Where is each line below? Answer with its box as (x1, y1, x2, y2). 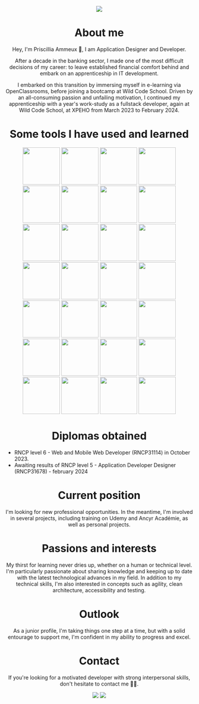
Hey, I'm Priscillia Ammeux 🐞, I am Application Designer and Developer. (12, 45, 187, 53)
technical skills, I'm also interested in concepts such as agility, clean (16, 580, 182, 588)
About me (74, 26, 124, 40)
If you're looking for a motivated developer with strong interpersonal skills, (8, 674, 191, 681)
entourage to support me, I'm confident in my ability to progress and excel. (7, 633, 191, 640)
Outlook (79, 607, 119, 621)
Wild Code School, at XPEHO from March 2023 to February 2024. (19, 106, 179, 113)
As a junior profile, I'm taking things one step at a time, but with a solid (13, 627, 185, 634)
